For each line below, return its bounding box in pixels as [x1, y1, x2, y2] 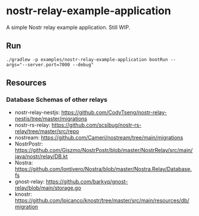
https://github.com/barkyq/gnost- [46, 178, 129, 185]
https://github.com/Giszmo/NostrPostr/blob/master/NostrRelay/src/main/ [14, 147, 193, 154]
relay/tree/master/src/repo [14, 128, 79, 135]
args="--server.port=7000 [6, 62, 70, 67]
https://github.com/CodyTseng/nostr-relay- [61, 109, 167, 116]
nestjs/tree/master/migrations [14, 115, 88, 122]
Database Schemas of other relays [6, 96, 108, 104]
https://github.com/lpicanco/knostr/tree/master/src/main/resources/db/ [14, 197, 190, 204]
